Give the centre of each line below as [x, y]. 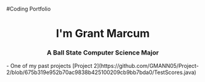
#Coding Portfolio [28, 9]
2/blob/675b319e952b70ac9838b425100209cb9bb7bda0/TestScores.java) [102, 72]
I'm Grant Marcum [103, 34]
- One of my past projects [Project [50, 66]
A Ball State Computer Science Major [103, 53]
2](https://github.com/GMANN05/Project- [146, 66]
